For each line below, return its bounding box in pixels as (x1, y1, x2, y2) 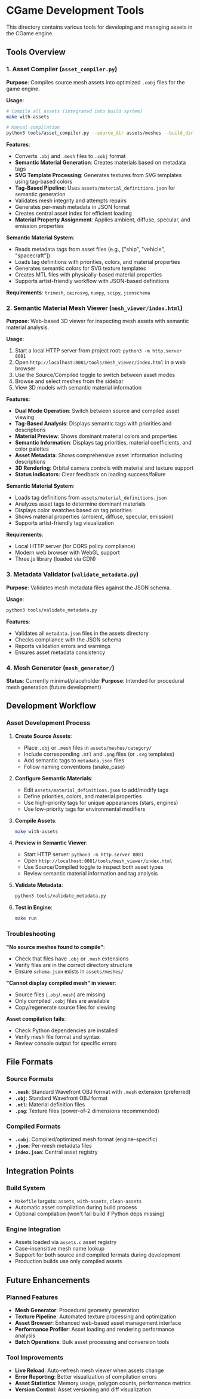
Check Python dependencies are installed (14, 1027, 118, 1034)
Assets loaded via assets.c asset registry (14, 1239, 117, 1246)
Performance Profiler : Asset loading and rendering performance (14, 1326, 175, 1333)
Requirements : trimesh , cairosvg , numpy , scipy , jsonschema (6, 289, 150, 296)
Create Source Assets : (14, 732, 72, 740)
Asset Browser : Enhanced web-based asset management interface (14, 1319, 181, 1327)
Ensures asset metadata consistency (14, 649, 106, 656)
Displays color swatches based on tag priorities (14, 507, 133, 514)
